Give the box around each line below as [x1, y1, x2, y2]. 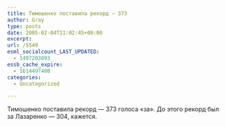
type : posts [7, 23, 41, 30]
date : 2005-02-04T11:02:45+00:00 [7, 29, 103, 36]
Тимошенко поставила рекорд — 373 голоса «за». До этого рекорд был [7, 105, 220, 113]
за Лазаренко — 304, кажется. [7, 113, 98, 121]
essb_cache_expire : [7, 61, 63, 68]
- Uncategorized [13, 80, 60, 87]
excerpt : [7, 36, 32, 43]
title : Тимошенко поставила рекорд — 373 [7, 10, 128, 17]
